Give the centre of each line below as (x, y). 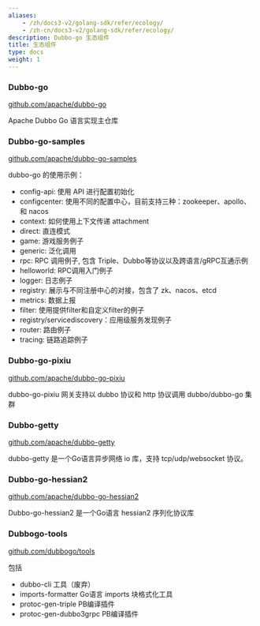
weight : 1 (24, 60)
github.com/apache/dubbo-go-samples (72, 159)
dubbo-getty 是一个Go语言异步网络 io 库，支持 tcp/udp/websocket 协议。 (128, 459)
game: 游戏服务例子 (52, 241)
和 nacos (34, 212)
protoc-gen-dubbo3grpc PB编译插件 (79, 613)
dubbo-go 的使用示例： (46, 175)
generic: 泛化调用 (48, 251)
